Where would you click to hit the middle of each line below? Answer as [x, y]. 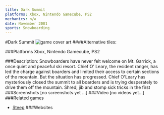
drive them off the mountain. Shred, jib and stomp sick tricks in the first [78, 87]
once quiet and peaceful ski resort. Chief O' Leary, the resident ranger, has [82, 67]
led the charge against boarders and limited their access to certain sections [82, 72]
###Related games [25, 98]
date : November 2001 [27, 23]
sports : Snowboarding [27, 28]
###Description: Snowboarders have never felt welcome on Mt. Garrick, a [81, 61]
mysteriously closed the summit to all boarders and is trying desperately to [81, 82]
